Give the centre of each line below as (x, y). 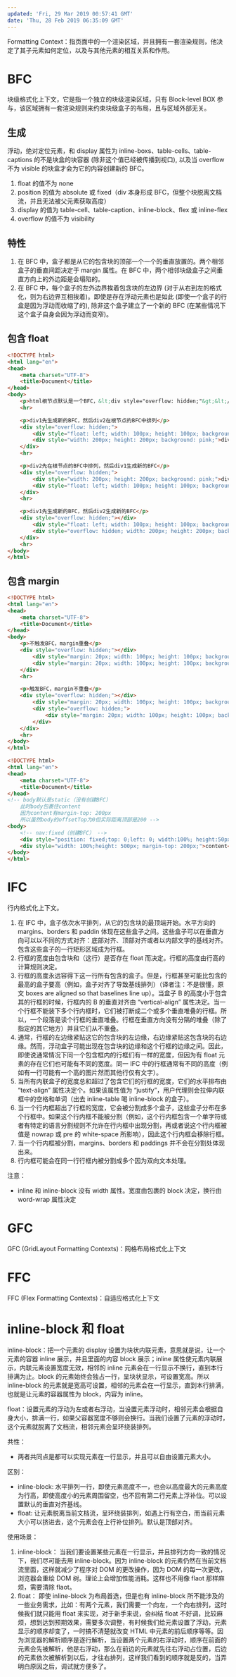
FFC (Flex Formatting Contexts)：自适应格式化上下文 (83, 1298)
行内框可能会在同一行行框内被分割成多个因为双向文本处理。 (104, 1161)
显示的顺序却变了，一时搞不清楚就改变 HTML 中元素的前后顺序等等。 (117, 1631)
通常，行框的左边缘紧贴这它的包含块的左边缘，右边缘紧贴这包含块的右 (119, 1038)
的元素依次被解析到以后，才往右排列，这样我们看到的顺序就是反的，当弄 (122, 1657)
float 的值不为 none (45, 183)
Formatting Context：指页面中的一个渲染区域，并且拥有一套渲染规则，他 (112, 41)
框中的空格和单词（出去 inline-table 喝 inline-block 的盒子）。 (105, 1099)
